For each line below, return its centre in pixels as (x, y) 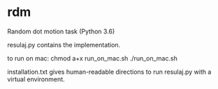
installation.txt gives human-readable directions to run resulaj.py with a (109, 72)
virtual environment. (36, 79)
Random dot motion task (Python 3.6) (61, 31)
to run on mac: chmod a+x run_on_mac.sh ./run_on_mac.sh (93, 58)
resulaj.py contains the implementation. (64, 44)
